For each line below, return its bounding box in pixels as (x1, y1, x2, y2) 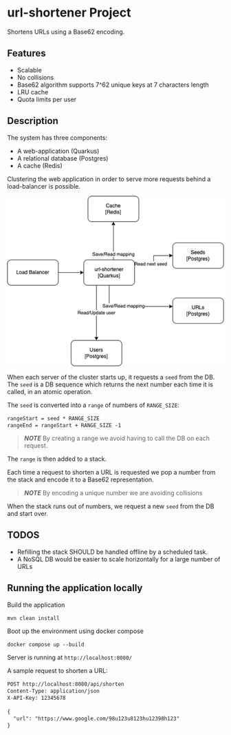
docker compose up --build (7, 641, 85, 648)
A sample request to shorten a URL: (7, 666, 108, 674)
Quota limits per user (16, 95, 77, 103)
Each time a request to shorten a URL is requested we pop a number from (7, 468, 216, 477)
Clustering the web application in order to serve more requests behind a (7, 174, 211, 183)
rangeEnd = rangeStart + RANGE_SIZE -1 (7, 422, 122, 429)
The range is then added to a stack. (7, 455, 107, 463)
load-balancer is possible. (7, 182, 81, 190)
